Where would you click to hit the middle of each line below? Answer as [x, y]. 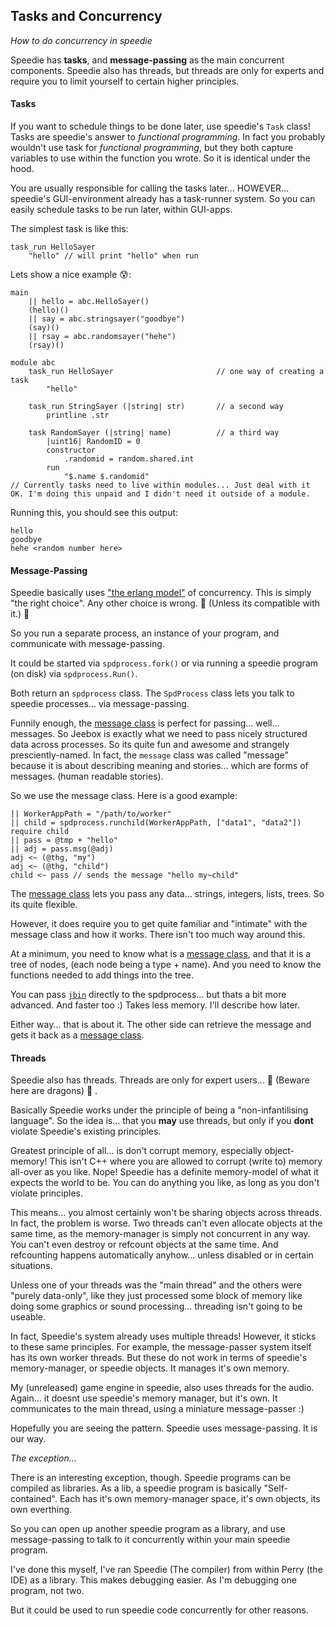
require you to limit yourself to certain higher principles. [125, 81]
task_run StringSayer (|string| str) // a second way [156, 407]
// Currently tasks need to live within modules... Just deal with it [160, 485]
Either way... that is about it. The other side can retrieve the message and [161, 1025]
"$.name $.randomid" [106, 477]
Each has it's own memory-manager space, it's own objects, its [190, 1499]
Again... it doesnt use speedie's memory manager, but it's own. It [144, 1398]
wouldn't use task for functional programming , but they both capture [152, 148]
